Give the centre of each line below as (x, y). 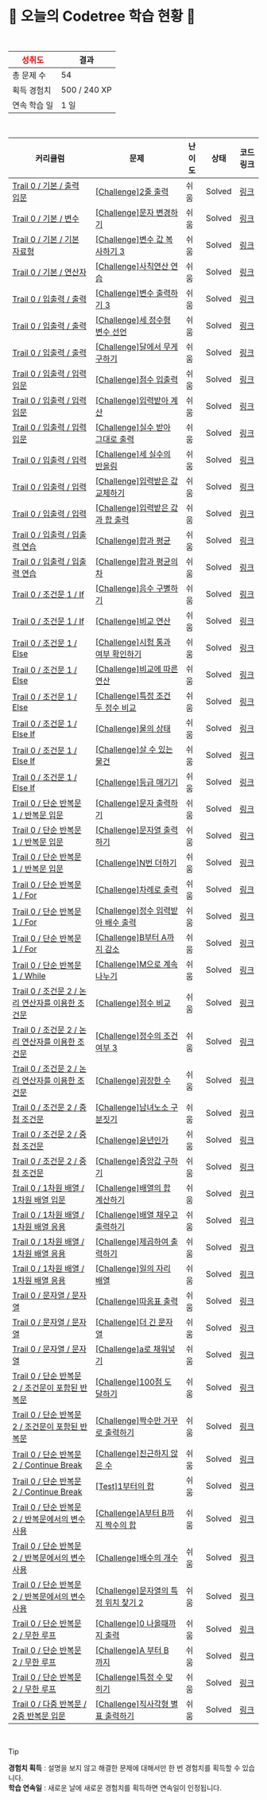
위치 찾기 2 (124, 1602)
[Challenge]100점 (129, 1382)
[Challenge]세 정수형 (133, 320)
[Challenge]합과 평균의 (137, 562)
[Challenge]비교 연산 (133, 621)
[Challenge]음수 (125, 588)
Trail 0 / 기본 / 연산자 (50, 272)
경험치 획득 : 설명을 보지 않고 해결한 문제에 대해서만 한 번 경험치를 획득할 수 (124, 1767)
